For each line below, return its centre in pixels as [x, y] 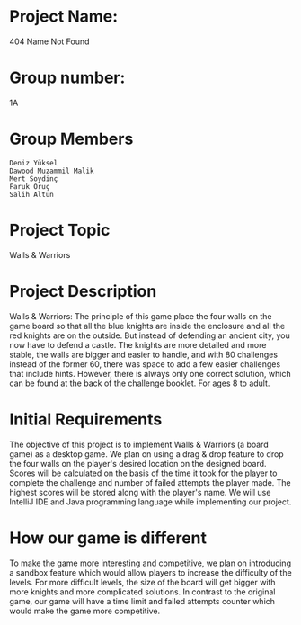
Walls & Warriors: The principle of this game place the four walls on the [141, 316]
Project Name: [64, 17]
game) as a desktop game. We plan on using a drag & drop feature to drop [147, 454]
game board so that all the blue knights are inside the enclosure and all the [147, 326]
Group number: [67, 78]
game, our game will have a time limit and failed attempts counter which [142, 601]
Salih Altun [31, 194]
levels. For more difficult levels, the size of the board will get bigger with [142, 582]
